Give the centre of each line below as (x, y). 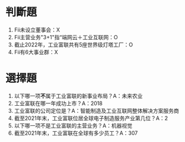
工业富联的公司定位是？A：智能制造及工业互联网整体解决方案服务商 (96, 111)
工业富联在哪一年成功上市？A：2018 (58, 103)
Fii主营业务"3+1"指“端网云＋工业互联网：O (66, 37)
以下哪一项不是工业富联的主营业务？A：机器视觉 (73, 125)
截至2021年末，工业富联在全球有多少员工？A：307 (76, 133)
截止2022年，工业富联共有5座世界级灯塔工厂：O (74, 45)
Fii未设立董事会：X (37, 30)
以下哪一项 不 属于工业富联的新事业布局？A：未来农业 (78, 96)
